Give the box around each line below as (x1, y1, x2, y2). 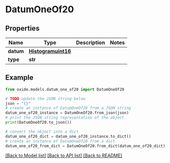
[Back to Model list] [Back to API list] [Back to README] (5, 152, 123, 159)
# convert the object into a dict (5, 129, 79, 134)
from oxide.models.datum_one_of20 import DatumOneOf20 (5, 87, 125, 92)
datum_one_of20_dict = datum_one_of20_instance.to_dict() (5, 134, 131, 139)
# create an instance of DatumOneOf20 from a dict (5, 138, 115, 144)
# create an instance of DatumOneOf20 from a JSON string (5, 106, 131, 111)
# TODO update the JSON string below (5, 96, 86, 101)
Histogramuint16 (29, 48, 71, 55)
